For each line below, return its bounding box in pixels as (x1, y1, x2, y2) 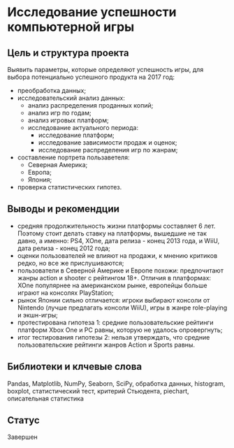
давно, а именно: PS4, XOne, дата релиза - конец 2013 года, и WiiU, (17, 236, 220, 245)
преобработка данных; (17, 87, 86, 94)
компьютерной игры (7, 19, 135, 35)
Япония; (27, 175, 52, 184)
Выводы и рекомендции (7, 203, 120, 215)
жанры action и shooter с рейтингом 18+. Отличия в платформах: (17, 273, 212, 282)
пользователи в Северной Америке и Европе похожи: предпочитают (17, 266, 224, 275)
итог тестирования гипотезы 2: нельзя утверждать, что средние (17, 333, 210, 341)
